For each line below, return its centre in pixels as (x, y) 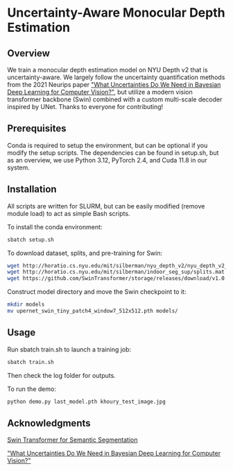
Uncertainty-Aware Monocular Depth (116, 13)
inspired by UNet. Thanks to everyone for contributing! (85, 107)
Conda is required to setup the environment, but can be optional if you (107, 145)
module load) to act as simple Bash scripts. (69, 213)
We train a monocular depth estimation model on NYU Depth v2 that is (107, 70)
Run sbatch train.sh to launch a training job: (69, 349)
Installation (32, 189)
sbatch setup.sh (31, 240)
